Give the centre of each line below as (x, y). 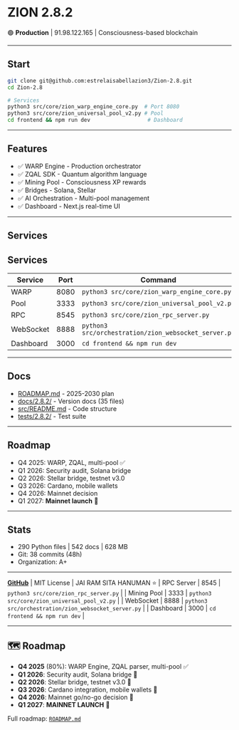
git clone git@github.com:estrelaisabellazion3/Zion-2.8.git (100, 80)
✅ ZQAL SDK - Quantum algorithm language (82, 174)
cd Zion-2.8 (25, 87)
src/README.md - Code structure (67, 408)
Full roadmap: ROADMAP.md (44, 719)
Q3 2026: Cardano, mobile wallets (68, 486)
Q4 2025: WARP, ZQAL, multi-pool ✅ (71, 462)
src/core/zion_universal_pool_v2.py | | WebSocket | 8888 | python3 (107, 601)
